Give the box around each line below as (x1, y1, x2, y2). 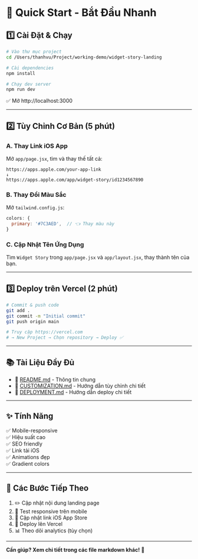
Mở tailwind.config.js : (6, 204, 65, 211)
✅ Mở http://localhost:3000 (6, 97, 72, 105)
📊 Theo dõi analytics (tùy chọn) (14, 526, 93, 534)
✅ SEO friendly (6, 440, 43, 447)
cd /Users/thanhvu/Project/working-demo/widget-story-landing (6, 54, 162, 60)
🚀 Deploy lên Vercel (14, 520, 63, 527)
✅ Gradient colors (6, 460, 50, 467)
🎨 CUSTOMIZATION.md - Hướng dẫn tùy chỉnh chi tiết (14, 382, 146, 389)
